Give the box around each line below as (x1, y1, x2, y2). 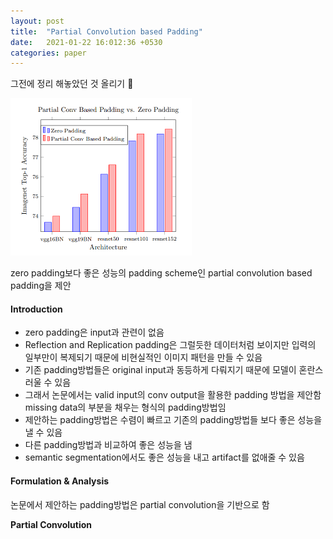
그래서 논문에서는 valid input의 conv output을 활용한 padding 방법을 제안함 (24, 389, 322, 401)
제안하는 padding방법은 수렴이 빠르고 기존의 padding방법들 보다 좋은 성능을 (24, 414, 323, 426)
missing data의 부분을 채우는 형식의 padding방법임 (24, 401, 227, 414)
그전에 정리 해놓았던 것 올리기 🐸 (10, 78, 134, 90)
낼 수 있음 (24, 426, 63, 439)
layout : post (10, 16, 65, 26)
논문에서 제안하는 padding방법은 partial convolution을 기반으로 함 (10, 498, 270, 510)
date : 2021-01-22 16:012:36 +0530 (10, 37, 163, 47)
